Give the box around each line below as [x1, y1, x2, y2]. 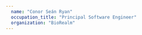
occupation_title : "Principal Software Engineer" [11, 14, 137, 20]
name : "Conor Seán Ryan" [11, 8, 73, 15]
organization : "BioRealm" [11, 20, 76, 26]
